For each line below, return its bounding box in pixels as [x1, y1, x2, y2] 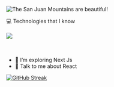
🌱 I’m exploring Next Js [14, 57, 73, 63]
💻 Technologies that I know [6, 18, 76, 24]
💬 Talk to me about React [14, 63, 77, 70]
